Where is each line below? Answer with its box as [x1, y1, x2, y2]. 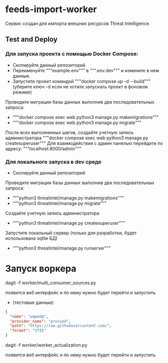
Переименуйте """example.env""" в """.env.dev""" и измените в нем [12, 67, 159, 73]
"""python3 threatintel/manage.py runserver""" [12, 245, 111, 251]
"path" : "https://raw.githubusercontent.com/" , [10, 323, 112, 328]
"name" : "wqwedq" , [10, 314, 49, 319]
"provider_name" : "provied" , [10, 319, 71, 324]
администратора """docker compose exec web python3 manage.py [5, 135, 148, 141]
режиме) [12, 89, 32, 95]
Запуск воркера [5, 263, 77, 275]
